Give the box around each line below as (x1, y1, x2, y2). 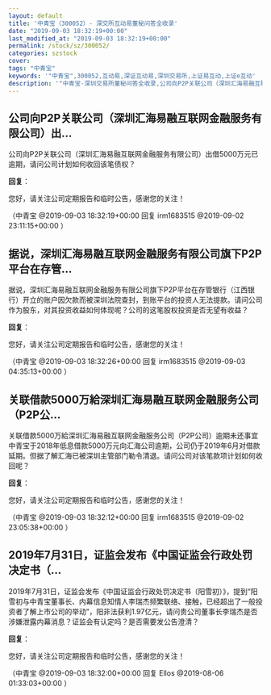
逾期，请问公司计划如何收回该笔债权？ (8, 159, 135, 170)
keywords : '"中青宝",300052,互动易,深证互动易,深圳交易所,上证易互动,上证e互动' (8, 72, 256, 80)
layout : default (8, 11, 63, 20)
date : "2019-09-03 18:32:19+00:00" (8, 27, 128, 35)
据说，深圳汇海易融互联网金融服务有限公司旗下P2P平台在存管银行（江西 (8, 285, 248, 295)
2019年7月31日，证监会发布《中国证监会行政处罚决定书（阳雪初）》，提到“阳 (8, 586, 258, 596)
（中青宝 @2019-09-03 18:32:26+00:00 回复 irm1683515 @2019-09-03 (8, 357, 246, 366)
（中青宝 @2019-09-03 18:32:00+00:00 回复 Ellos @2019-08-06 (8, 668, 224, 678)
